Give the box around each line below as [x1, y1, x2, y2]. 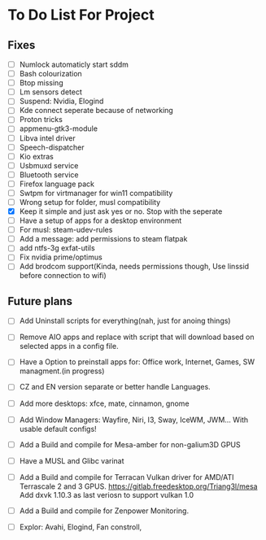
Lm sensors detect [19, 87, 83, 97]
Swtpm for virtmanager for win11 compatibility [19, 188, 173, 198]
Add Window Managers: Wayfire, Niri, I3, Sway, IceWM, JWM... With [19, 415, 249, 425]
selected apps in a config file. [19, 342, 119, 351]
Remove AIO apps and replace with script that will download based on [19, 332, 255, 342]
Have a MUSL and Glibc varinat [19, 455, 124, 465]
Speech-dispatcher [19, 142, 85, 152]
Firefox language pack [19, 179, 95, 189]
